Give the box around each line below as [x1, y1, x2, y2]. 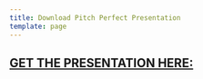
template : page [9, 22, 67, 31]
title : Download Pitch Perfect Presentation [9, 13, 181, 23]
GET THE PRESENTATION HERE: [9, 55, 194, 71]
